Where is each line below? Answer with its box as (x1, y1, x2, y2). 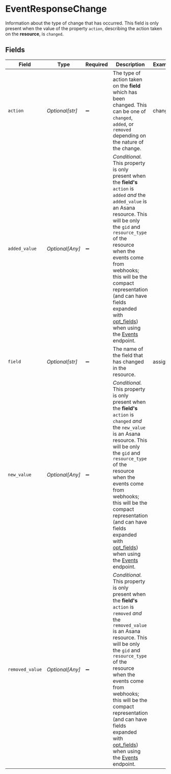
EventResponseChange (5, 3, 107, 15)
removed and (112, 609, 142, 617)
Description (116, 61, 145, 68)
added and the (112, 191, 146, 198)
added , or (112, 121, 134, 128)
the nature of (112, 138, 144, 146)
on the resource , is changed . (5, 31, 64, 37)
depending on (112, 132, 147, 139)
